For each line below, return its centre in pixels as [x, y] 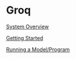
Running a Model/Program [38, 49]
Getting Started [25, 38]
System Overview [27, 27]
